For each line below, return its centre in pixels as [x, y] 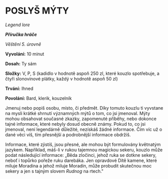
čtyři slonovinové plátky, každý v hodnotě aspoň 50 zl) [62, 78]
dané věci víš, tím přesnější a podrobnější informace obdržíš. [68, 135]
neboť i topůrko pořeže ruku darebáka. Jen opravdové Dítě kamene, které [81, 160]
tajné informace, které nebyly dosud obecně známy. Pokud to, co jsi [75, 124]
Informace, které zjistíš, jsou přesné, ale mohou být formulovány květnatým [83, 144]
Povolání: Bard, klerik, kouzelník [38, 98]
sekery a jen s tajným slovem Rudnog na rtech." [54, 171]
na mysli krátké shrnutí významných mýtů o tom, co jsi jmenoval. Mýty [78, 113]
